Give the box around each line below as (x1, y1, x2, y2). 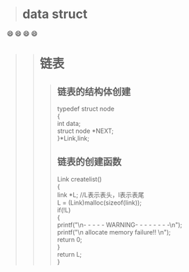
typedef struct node (56, 104, 115, 113)
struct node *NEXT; (56, 127, 114, 135)
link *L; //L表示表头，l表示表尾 (56, 191, 144, 199)
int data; (56, 119, 81, 127)
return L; (56, 250, 82, 258)
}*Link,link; (56, 134, 90, 142)
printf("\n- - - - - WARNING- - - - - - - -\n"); (56, 221, 183, 229)
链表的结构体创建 (56, 86, 131, 97)
